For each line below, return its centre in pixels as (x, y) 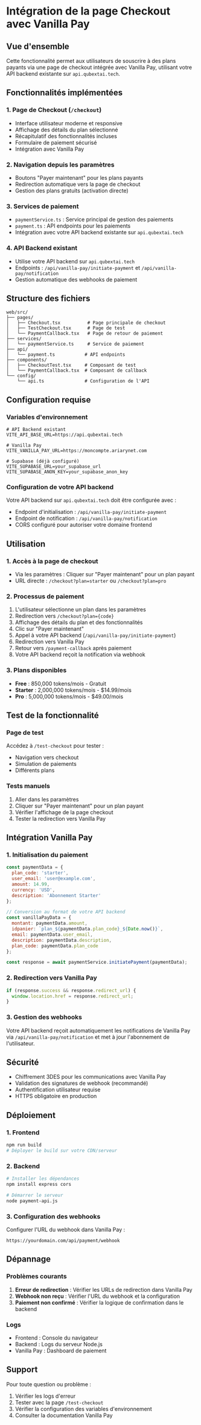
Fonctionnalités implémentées (65, 93)
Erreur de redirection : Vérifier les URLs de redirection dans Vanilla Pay (104, 1289)
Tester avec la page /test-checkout (59, 1402)
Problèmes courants (37, 1277)
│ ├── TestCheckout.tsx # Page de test (66, 328)
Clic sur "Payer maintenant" (49, 629)
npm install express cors (39, 1184)
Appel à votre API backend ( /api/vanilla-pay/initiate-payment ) (95, 635)
